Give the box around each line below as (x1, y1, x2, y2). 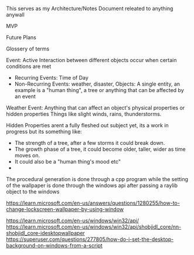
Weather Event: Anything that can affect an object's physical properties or (6, 104, 185, 111)
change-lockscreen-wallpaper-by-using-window (6, 206, 124, 213)
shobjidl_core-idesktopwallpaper (6, 230, 85, 236)
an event (14, 93, 36, 100)
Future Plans (6, 34, 36, 40)
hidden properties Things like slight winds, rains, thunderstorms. (6, 111, 162, 117)
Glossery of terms (6, 45, 50, 52)
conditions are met (6, 63, 52, 70)
